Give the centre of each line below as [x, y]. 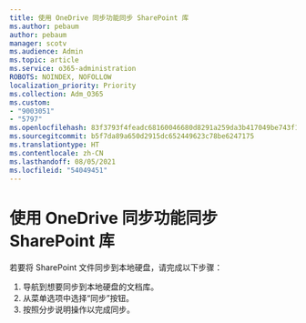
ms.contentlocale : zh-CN [56, 153]
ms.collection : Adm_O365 [56, 94]
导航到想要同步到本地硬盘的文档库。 [91, 287]
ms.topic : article [44, 60]
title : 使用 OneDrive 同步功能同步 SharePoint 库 [99, 18]
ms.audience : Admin [46, 52]
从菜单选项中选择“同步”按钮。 [78, 298]
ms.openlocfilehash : [49, 128]
